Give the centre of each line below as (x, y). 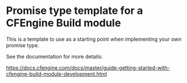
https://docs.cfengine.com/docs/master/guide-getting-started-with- (88, 67)
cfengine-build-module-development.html (57, 74)
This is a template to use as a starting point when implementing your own (94, 39)
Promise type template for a (75, 11)
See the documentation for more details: (54, 56)
